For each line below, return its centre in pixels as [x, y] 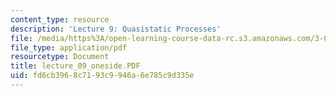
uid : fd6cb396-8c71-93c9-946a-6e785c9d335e [102, 76]
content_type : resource [60, 19]
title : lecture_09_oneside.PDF [75, 66]
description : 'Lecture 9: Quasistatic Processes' [116, 29]
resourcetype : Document [60, 57]
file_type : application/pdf [69, 47]
